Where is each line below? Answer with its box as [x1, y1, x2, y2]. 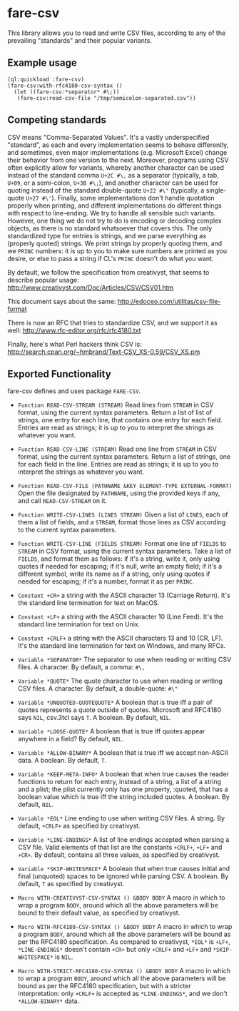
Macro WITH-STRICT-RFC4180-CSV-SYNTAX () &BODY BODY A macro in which [17, 967, 230, 975]
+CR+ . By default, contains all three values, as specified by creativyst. [17, 850, 220, 859]
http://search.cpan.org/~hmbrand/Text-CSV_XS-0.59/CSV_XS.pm [7, 347, 200, 356]
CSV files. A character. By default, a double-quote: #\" [17, 684, 178, 693]
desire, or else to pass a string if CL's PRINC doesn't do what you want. [7, 254, 214, 263]
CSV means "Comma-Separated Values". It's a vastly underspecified [7, 133, 210, 141]
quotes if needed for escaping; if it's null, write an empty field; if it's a [17, 562, 223, 571]
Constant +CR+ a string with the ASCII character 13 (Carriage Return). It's [17, 591, 230, 600]
